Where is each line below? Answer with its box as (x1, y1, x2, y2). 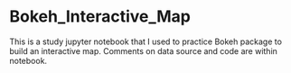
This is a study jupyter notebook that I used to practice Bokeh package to (9, 36, 283, 47)
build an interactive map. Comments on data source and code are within (9, 45, 278, 56)
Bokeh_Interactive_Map (9, 6, 192, 27)
